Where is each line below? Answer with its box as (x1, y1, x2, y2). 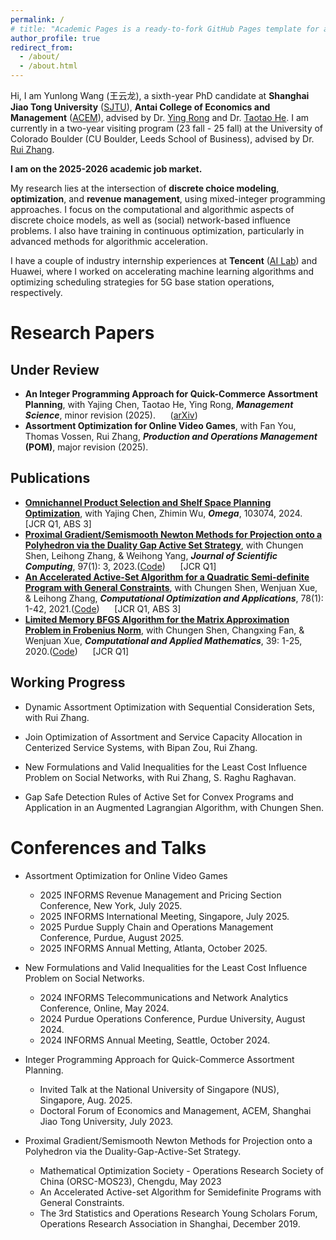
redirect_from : (10, 42, 74, 53)
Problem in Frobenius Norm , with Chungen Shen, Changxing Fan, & (24, 624, 305, 636)
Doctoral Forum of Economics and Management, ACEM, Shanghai (39, 1104, 312, 1116)
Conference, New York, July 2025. (39, 899, 183, 911)
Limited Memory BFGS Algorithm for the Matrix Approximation (24, 613, 290, 625)
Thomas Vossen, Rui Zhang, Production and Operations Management (24, 431, 318, 442)
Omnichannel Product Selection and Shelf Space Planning (24, 496, 272, 508)
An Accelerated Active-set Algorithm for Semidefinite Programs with (39, 1186, 322, 1198)
